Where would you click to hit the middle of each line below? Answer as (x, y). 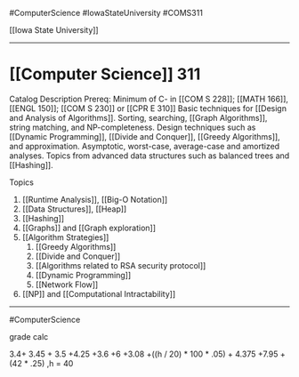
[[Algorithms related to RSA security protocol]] (121, 265)
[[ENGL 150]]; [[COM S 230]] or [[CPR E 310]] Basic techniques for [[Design (148, 108)
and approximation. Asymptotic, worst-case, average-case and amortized (145, 146)
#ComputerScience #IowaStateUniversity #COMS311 (106, 13)
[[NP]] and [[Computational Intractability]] (99, 293)
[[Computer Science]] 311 (105, 74)
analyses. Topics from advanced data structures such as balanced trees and (149, 156)
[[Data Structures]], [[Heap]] (74, 209)
